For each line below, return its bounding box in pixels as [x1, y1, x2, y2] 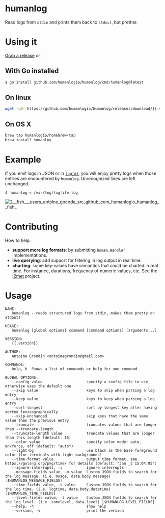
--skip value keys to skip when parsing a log [11, 388, 155, 393]
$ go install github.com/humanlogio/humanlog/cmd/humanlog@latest [5, 79, 144, 85]
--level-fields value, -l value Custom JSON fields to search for [11, 495, 157, 500]
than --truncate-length [5, 426, 54, 432]
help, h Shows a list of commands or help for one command [11, 366, 137, 371]
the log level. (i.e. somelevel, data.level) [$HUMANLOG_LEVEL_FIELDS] [5, 499, 155, 504]
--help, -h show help [11, 504, 107, 509]
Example [5, 154, 41, 165]
